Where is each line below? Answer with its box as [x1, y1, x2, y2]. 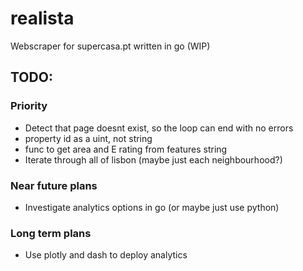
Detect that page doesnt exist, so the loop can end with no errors [24, 122, 294, 134]
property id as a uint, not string [24, 132, 153, 144]
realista [10, 7, 75, 30]
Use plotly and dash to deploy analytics [24, 249, 188, 261]
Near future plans [10, 178, 98, 192]
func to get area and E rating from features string [24, 143, 228, 155]
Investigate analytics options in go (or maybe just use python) [24, 201, 280, 213]
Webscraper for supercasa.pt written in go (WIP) [10, 40, 211, 52]
